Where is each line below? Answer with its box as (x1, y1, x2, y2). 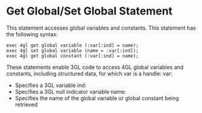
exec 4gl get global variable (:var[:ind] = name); (6, 42, 139, 48)
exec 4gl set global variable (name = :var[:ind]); (6, 47, 139, 54)
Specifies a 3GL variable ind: (14, 82, 87, 89)
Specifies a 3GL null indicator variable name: (14, 88, 127, 95)
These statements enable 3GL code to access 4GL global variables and (6, 63, 184, 71)
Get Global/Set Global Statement (6, 4, 173, 18)
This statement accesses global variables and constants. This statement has (6, 24, 196, 31)
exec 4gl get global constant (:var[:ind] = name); (6, 53, 139, 59)
